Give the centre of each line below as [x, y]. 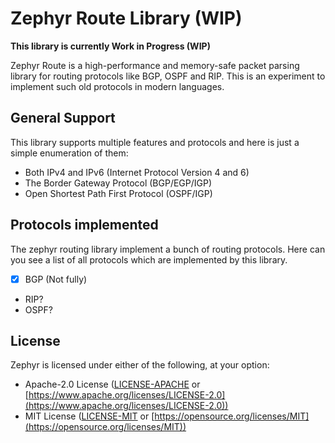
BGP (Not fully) [56, 279]
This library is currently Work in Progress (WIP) [110, 46]
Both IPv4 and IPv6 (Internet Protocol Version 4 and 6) [137, 172]
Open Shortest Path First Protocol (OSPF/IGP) [118, 193]
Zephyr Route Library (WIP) [126, 18]
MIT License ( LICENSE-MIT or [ [89, 416]
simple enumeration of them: [69, 153]
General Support [63, 118]
